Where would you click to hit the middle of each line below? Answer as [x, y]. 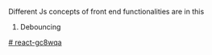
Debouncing [40, 27]
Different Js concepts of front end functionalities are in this [106, 12]
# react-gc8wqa [35, 42]
